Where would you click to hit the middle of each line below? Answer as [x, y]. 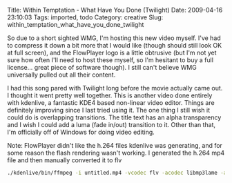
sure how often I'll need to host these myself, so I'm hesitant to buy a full [110, 60]
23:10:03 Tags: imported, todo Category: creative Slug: [85, 17]
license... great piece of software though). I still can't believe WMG [102, 67]
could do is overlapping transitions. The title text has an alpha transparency [114, 117]
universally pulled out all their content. [61, 75]
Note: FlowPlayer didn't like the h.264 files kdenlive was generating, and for [115, 145]
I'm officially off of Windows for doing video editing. [81, 132]
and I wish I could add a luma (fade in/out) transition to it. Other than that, [112, 125]
